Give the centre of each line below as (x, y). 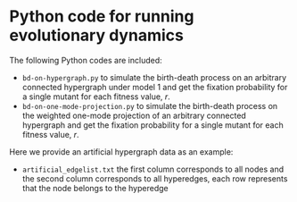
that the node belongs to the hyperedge (95, 188)
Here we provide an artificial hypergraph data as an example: (121, 151)
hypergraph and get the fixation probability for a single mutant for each (153, 125)
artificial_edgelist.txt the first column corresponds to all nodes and (153, 169)
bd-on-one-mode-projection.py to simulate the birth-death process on (150, 105)
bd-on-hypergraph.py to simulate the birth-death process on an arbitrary (154, 77)
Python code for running (102, 17)
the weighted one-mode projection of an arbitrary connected (134, 115)
